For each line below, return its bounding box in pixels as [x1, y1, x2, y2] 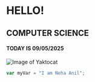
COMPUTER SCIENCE [6, 28, 90, 38]
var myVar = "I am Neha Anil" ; [6, 70, 85, 76]
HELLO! [6, 4, 44, 18]
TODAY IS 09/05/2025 [6, 45, 64, 52]
